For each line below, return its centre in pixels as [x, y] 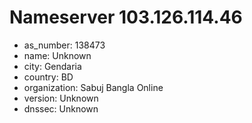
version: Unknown [61, 98]
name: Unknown [57, 55]
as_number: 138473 [64, 45]
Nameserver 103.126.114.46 [126, 17]
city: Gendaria [52, 66]
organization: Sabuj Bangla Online [93, 87]
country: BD [48, 77]
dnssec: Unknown [61, 108]
